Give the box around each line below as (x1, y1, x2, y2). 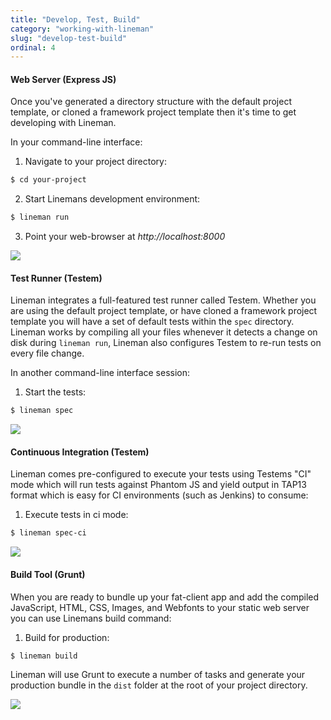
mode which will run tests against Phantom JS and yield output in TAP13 (10, 479, 307, 491)
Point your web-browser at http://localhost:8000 (24, 231, 226, 243)
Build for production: (24, 631, 110, 643)
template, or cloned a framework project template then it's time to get (10, 106, 297, 118)
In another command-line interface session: (10, 367, 191, 379)
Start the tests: (24, 386, 87, 398)
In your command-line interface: (10, 136, 143, 148)
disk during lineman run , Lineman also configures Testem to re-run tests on (10, 337, 322, 349)
